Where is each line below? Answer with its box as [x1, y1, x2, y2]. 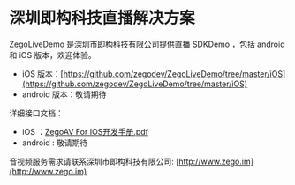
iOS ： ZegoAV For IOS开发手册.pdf [21, 126, 148, 137]
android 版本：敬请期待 [21, 89, 107, 100]
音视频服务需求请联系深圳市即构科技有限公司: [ [9, 156, 179, 166]
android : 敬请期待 [21, 137, 88, 148]
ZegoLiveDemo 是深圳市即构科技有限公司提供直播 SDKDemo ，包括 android [9, 39, 285, 49]
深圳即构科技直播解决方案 [9, 8, 196, 28]
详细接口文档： [9, 107, 64, 118]
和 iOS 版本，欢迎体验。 [9, 49, 96, 60]
